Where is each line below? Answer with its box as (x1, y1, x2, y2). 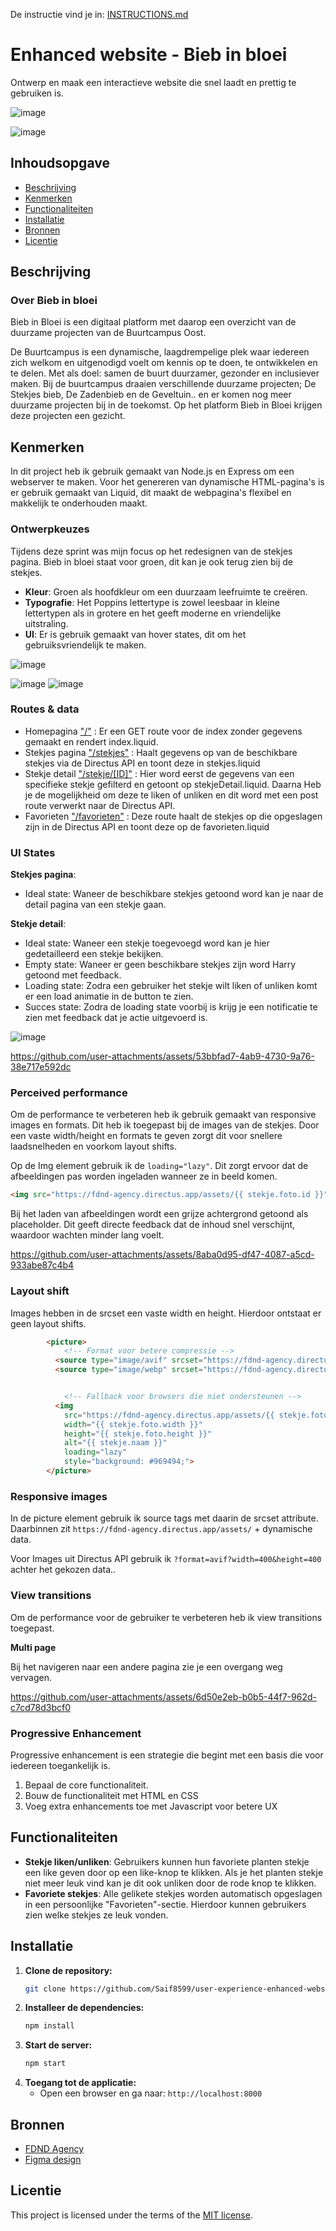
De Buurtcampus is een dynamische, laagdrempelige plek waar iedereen (10, 346, 310, 358)
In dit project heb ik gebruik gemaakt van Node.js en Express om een (10, 465, 295, 478)
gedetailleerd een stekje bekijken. (24, 948, 164, 960)
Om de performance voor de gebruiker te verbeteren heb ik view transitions (10, 1611, 323, 1623)
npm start (24, 2059, 67, 2069)
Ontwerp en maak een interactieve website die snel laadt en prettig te (10, 76, 297, 88)
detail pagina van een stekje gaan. (24, 899, 167, 911)
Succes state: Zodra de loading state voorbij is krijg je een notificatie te (24, 1001, 318, 1013)
